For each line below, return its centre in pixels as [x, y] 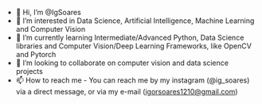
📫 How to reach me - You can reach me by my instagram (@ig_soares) [133, 80]
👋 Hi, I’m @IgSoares [48, 12]
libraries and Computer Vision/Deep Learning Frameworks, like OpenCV [134, 46]
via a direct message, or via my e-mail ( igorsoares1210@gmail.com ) [127, 92]
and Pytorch [36, 54]
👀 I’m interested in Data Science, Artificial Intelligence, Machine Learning [135, 21]
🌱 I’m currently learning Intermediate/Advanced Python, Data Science [130, 37]
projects [29, 71]
